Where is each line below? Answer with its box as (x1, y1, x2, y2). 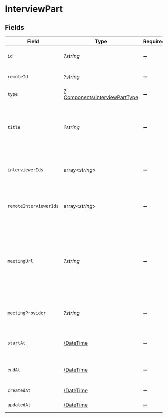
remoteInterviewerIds (7, 203, 59, 209)
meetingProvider (7, 310, 46, 316)
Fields (5, 23, 25, 32)
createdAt (7, 388, 31, 393)
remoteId (7, 74, 28, 79)
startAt (7, 340, 26, 346)
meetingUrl (7, 258, 33, 264)
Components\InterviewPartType (63, 94, 139, 101)
